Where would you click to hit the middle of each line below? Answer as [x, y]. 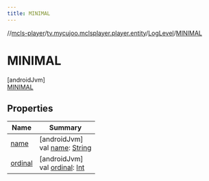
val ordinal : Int [62, 167]
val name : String [65, 148]
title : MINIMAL [29, 13]
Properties [30, 108]
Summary [65, 128]
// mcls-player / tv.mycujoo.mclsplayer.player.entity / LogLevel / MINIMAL [104, 33]
